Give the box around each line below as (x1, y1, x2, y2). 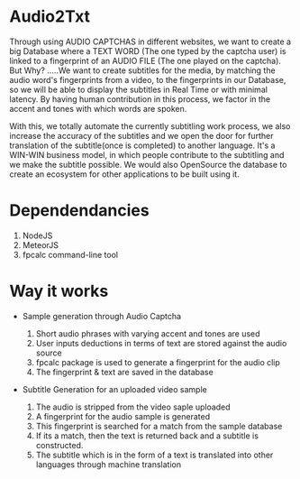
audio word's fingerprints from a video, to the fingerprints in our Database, (9, 74, 286, 85)
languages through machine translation (35, 458, 182, 470)
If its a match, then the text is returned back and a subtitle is (35, 430, 259, 441)
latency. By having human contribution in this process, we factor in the (9, 93, 271, 105)
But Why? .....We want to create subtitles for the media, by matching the (9, 65, 277, 76)
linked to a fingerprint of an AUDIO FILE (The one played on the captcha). (9, 55, 282, 66)
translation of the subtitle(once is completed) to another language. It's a (9, 140, 276, 151)
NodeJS (22, 230, 53, 241)
